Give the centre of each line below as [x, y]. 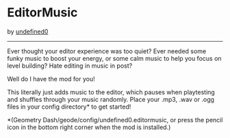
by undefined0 [28, 31]
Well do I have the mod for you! [51, 79]
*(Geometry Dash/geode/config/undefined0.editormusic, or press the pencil [115, 120]
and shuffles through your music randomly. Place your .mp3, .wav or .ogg [111, 99]
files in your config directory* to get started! [69, 107]
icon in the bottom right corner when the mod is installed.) [89, 127]
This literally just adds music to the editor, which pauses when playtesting [111, 92]
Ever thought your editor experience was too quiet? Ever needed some [107, 51]
